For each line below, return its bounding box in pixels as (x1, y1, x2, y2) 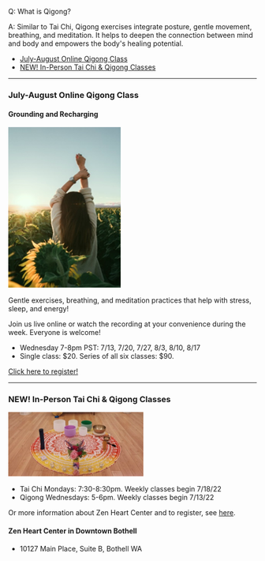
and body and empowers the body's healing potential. (8, 39, 184, 48)
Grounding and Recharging (8, 109, 99, 119)
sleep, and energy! (8, 304, 69, 314)
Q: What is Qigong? (8, 7, 71, 16)
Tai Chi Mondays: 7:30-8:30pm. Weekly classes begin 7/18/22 (19, 484, 222, 494)
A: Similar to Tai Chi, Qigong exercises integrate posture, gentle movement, (8, 22, 252, 31)
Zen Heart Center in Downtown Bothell (8, 526, 137, 536)
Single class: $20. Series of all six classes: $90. (19, 352, 175, 361)
